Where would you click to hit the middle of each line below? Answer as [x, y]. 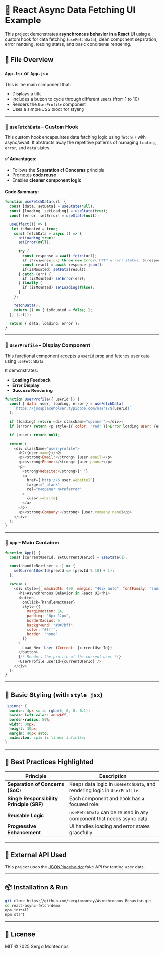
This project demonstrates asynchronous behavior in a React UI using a [78, 34]
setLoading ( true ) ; [37, 238]
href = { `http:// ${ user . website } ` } [61, 480]
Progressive [22, 826]
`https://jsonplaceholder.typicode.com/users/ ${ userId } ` [73, 408]
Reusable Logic [26, 815]
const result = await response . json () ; [63, 265]
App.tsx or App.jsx [27, 74]
